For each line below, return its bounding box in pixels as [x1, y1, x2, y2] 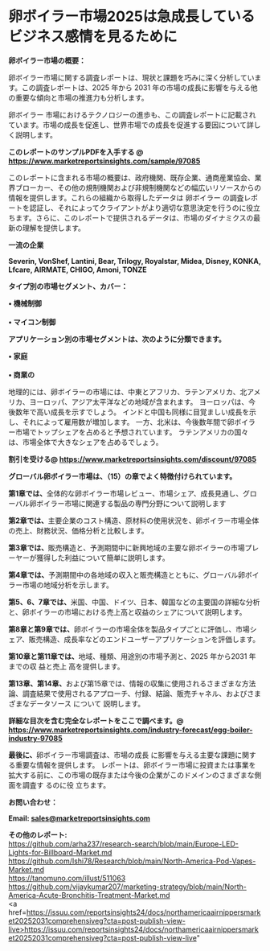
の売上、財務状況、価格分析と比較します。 [8, 525, 149, 535]
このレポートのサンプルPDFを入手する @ [8, 146, 144, 157]
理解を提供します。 [22, 223, 86, 233]
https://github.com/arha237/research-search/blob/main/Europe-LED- [8, 838, 239, 849]
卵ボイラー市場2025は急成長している [8, 7, 256, 26]
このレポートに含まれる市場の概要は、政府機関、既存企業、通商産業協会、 [8, 172, 255, 182]
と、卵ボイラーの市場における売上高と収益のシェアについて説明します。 [8, 607, 247, 616]
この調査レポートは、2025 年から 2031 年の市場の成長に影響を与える [21, 82, 251, 93]
